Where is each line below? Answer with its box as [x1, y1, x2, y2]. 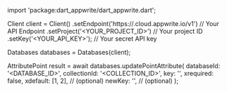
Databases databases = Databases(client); [7, 48, 131, 56]
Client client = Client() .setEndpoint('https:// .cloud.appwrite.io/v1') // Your [7, 20, 220, 27]
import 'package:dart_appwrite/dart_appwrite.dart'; [7, 6, 157, 14]
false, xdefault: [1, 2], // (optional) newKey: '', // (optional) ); [7, 77, 178, 85]
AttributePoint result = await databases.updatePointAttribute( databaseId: [7, 62, 221, 70]
